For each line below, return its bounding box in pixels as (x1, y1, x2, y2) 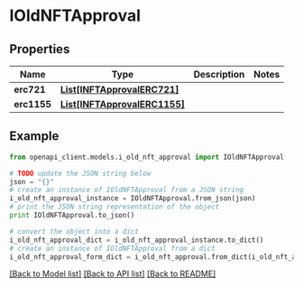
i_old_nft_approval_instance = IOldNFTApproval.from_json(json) (9, 194, 256, 203)
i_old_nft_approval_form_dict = (9, 252, 131, 262)
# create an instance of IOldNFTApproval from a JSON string (9, 186, 244, 195)
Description (193, 69, 245, 80)
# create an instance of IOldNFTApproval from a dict (9, 244, 216, 253)
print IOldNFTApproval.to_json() (9, 211, 135, 220)
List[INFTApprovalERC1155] (60, 98, 185, 110)
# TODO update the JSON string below (9, 169, 151, 178)
